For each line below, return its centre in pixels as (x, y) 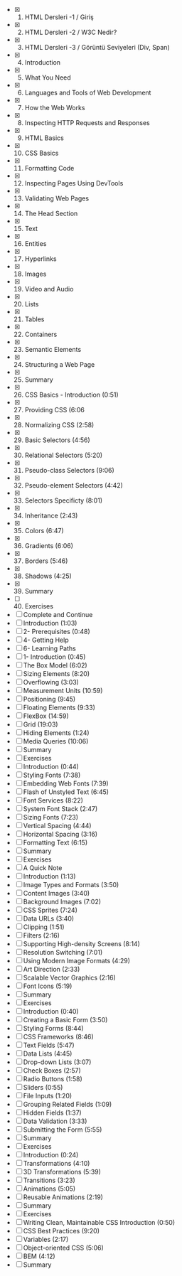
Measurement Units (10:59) (63, 691)
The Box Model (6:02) (55, 665)
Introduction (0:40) (51, 1011)
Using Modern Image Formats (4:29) (76, 961)
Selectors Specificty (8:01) (64, 500)
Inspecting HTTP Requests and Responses (87, 123)
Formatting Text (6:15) (55, 842)
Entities (36, 243)
